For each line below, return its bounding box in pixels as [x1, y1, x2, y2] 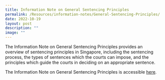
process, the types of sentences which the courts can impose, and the [5, 54, 149, 60]
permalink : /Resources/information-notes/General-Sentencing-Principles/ [5, 12, 161, 17]
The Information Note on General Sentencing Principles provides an [5, 44, 143, 49]
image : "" [5, 30, 26, 35]
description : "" [5, 26, 39, 31]
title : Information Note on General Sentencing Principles [5, 7, 129, 12]
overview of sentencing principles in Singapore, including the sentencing [5, 49, 154, 55]
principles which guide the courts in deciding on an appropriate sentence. [5, 60, 156, 65]
